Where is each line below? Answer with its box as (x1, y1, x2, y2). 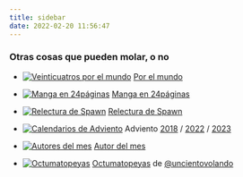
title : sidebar (9, 13, 66, 22)
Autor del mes (93, 140, 146, 151)
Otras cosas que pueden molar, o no (9, 51, 169, 63)
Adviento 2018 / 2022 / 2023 (125, 122, 231, 134)
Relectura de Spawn (108, 105, 183, 116)
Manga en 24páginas (111, 88, 190, 99)
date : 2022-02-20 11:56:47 (9, 21, 110, 30)
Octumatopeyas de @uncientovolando (91, 157, 234, 168)
